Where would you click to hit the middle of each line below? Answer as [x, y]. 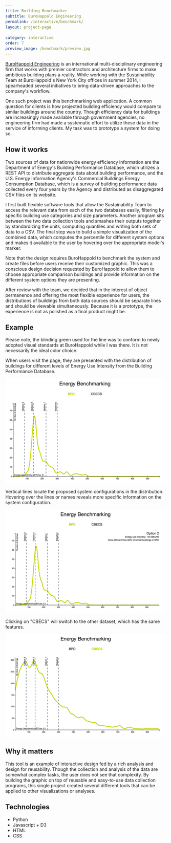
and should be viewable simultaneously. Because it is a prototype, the [79, 306]
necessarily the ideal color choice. [41, 351]
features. [15, 626]
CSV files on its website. [31, 194]
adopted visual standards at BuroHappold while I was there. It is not [77, 345]
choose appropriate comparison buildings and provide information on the [82, 274]
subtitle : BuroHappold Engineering [43, 16]
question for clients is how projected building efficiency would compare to [83, 106]
